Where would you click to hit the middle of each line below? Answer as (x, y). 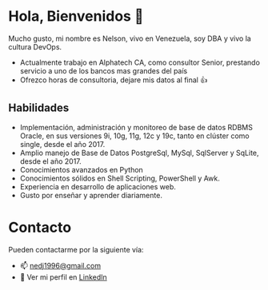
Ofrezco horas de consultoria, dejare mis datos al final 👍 (114, 80)
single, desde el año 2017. (62, 144)
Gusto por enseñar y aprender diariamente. (91, 195)
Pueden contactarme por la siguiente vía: (76, 249)
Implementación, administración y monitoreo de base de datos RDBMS (136, 127)
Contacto (40, 227)
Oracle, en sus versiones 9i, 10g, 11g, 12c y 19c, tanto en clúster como (134, 136)
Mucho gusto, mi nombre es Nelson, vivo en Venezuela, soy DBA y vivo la (130, 38)
